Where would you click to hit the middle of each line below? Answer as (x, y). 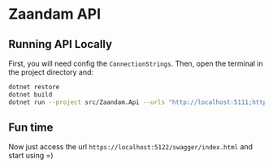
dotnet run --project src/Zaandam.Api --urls (87, 102)
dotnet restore (34, 87)
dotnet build (30, 94)
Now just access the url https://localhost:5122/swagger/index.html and (131, 147)
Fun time (31, 128)
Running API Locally (60, 44)
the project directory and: (51, 72)
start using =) (31, 156)
